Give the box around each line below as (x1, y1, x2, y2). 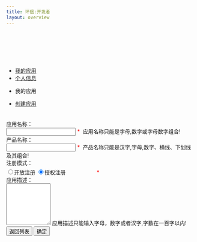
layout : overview (6, 14, 50, 20)
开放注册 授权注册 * (14, 169, 100, 176)
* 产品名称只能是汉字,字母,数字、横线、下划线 (77, 144, 191, 151)
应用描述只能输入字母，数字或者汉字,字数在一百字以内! (52, 219, 187, 226)
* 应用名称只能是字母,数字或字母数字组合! (77, 127, 181, 135)
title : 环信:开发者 (6, 8, 50, 15)
